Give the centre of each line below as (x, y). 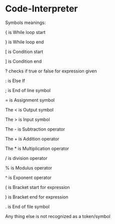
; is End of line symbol (28, 90)
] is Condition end (23, 61)
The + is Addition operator (32, 138)
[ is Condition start (24, 51)
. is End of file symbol (27, 206)
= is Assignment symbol (30, 100)
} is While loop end (24, 42)
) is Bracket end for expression (37, 197)
